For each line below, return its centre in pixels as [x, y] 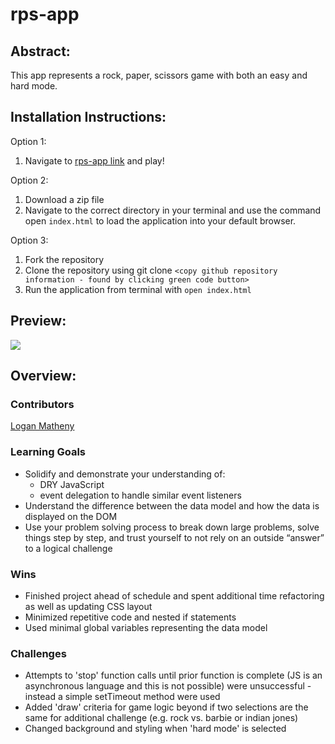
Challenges [38, 653]
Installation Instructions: [88, 117]
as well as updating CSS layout [88, 606]
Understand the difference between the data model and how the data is [172, 505]
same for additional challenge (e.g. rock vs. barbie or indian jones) [161, 718]
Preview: [38, 321]
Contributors [42, 404]
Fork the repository [64, 259]
